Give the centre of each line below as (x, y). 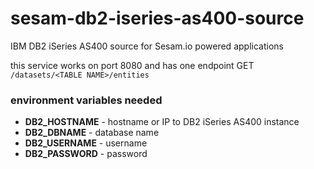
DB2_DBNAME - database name (92, 133)
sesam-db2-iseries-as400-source (157, 18)
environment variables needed (86, 100)
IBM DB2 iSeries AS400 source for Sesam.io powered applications (147, 46)
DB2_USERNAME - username (86, 143)
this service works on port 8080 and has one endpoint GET (132, 65)
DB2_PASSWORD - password (86, 154)
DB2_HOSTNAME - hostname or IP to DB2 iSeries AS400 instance (162, 122)
